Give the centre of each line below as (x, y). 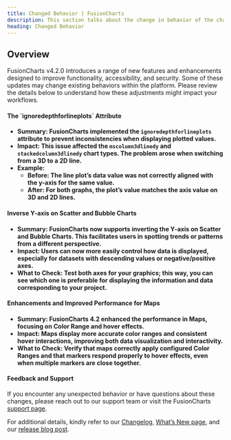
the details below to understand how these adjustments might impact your (112, 93)
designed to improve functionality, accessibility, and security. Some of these (115, 78)
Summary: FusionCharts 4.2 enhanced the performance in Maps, (112, 319)
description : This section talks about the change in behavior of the (110, 20)
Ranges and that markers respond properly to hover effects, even (112, 355)
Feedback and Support (41, 379)
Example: (31, 168)
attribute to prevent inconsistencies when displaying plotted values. (117, 139)
